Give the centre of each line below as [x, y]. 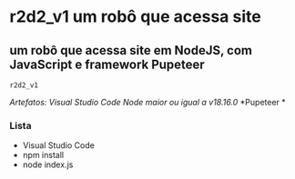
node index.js [48, 164]
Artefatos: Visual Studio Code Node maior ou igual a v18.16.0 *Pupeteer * [148, 102]
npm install [43, 155]
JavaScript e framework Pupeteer [107, 64]
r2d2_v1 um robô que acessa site [135, 17]
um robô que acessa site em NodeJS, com [131, 50]
